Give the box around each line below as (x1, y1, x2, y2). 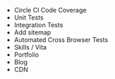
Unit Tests (13, 13, 44, 22)
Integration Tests (13, 21, 63, 29)
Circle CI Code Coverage (13, 6, 87, 14)
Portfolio (13, 50, 40, 59)
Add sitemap (13, 28, 52, 36)
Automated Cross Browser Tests (13, 36, 109, 44)
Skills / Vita (13, 43, 47, 51)
